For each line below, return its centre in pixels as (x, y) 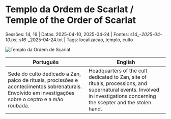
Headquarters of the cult (118, 71)
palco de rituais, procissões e (43, 80)
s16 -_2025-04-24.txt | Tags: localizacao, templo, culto (76, 40)
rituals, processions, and (118, 83)
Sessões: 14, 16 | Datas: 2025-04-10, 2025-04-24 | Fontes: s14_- (73, 34)
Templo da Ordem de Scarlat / (69, 9)
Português (46, 62)
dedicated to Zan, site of (118, 77)
